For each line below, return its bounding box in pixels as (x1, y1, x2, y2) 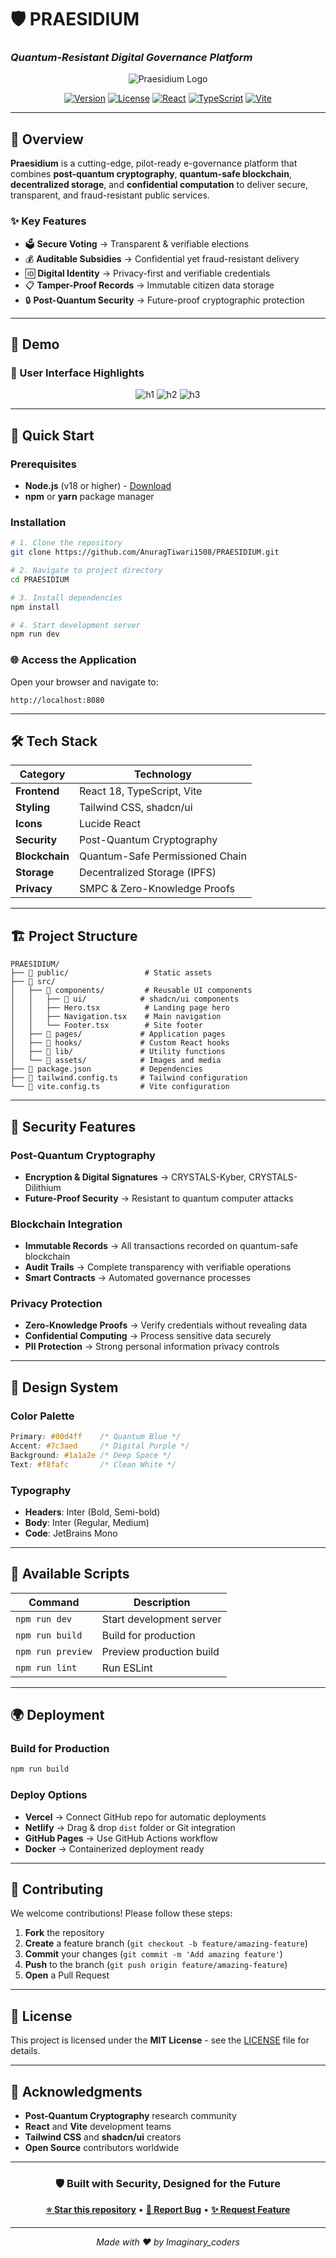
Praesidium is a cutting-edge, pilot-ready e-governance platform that (10, 157, 298, 170)
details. (10, 2045, 41, 2057)
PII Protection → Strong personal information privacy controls (24, 1341, 280, 1353)
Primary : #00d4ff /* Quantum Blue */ (10, 1432, 182, 1442)
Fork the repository (24, 1927, 105, 1939)
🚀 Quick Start (10, 427, 95, 444)
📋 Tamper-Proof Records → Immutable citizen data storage (24, 279, 275, 291)
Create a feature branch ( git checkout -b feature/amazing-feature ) (24, 1937, 308, 1950)
